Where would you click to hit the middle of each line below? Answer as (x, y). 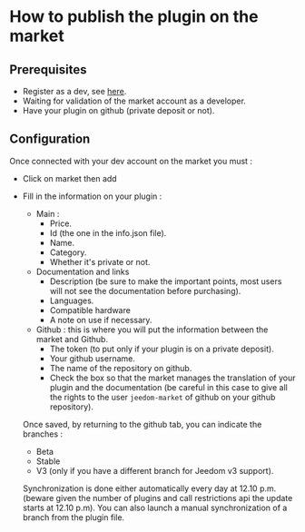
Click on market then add (69, 178)
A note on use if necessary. (101, 320)
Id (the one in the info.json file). (108, 232)
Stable (48, 461)
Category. (68, 252)
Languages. (72, 300)
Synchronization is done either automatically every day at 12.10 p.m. (149, 488)
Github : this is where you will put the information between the (152, 330)
